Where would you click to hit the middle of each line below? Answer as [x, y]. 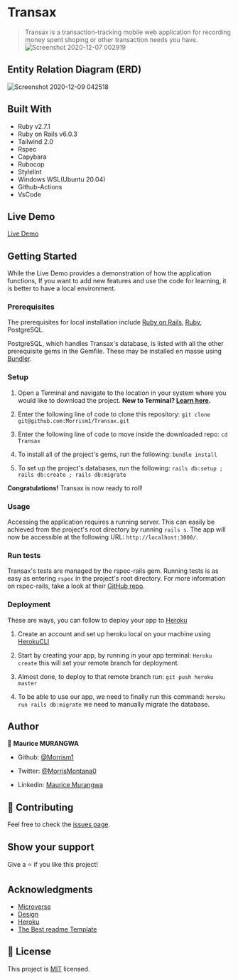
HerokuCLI [33, 641]
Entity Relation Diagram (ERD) [75, 69]
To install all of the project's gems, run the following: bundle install [118, 454]
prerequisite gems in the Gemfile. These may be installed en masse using [115, 351]
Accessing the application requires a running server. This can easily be [111, 522]
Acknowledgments [50, 889]
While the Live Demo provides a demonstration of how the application [109, 273]
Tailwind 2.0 [36, 141]
